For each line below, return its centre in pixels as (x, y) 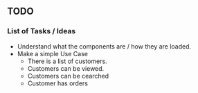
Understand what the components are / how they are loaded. (104, 46)
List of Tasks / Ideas (42, 31)
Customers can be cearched (68, 76)
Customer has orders (58, 83)
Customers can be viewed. (66, 68)
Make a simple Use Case (53, 53)
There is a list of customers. (67, 61)
